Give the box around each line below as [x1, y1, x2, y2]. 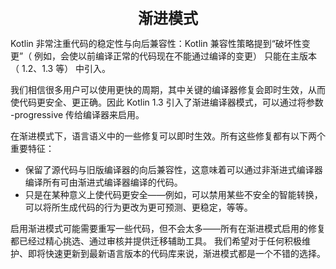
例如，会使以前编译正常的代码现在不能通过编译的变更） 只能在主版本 [34, 50, 318, 62]
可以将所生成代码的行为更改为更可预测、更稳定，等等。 [24, 201, 253, 213]
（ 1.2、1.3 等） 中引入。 [10, 63, 112, 74]
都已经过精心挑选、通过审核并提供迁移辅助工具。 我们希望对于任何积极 [10, 235, 302, 247]
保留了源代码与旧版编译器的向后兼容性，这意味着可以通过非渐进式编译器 [24, 164, 323, 175]
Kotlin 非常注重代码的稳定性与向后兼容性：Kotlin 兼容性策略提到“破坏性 [10, 38, 302, 49]
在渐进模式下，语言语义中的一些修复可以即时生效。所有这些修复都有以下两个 [10, 130, 326, 142]
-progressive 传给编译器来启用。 [10, 109, 145, 120]
